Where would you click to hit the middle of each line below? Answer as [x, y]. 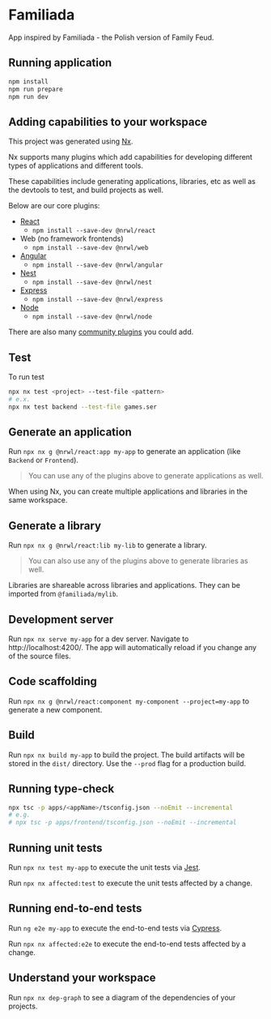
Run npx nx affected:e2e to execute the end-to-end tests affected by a [127, 944]
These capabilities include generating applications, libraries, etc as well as [132, 182]
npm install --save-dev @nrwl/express [97, 300]
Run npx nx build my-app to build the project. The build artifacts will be [127, 755]
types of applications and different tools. [76, 166]
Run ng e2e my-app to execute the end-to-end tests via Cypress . [115, 928]
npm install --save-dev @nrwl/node [92, 317]
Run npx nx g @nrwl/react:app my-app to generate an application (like [125, 452]
